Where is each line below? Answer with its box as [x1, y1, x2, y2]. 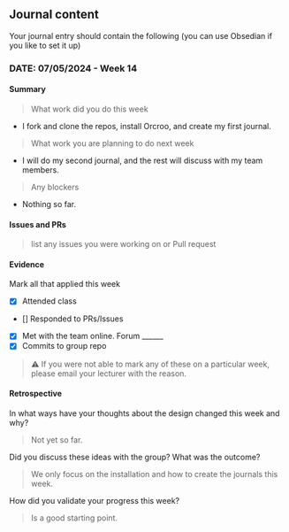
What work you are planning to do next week [30, 137, 194, 149]
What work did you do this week [30, 104, 148, 114]
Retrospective [9, 389, 63, 399]
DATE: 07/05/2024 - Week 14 [9, 62, 138, 74]
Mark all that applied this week [9, 279, 121, 289]
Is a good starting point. [30, 513, 118, 523]
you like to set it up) [9, 40, 81, 50]
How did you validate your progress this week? [9, 495, 179, 505]
